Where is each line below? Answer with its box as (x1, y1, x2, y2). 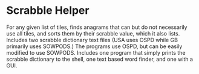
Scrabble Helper (6, 4, 90, 17)
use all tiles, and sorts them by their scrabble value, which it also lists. (6, 29, 180, 37)
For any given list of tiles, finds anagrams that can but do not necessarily (6, 23, 188, 31)
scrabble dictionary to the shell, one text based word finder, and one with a (6, 55, 194, 63)
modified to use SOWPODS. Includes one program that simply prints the (6, 49, 186, 56)
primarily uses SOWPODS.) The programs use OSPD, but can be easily (6, 43, 183, 50)
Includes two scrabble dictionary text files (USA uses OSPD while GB (6, 36, 178, 43)
